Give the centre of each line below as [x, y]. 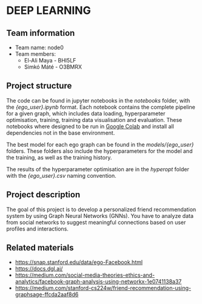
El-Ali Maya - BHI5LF [50, 60]
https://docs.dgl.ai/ [39, 269]
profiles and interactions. [37, 229]
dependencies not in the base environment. [61, 133]
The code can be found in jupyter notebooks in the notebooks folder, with [98, 100]
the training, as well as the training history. [59, 157]
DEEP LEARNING [49, 11]
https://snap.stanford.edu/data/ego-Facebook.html [79, 262]
